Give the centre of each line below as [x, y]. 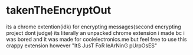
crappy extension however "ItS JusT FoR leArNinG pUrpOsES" [82, 46]
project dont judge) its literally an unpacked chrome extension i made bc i [95, 33]
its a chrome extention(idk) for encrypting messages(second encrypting [94, 27]
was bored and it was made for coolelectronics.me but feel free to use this [97, 39]
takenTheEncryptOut [58, 10]
